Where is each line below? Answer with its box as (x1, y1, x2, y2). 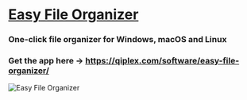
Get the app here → (8, 56, 84, 67)
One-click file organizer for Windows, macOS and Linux (8, 34, 227, 45)
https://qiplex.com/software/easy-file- (85, 56, 240, 67)
